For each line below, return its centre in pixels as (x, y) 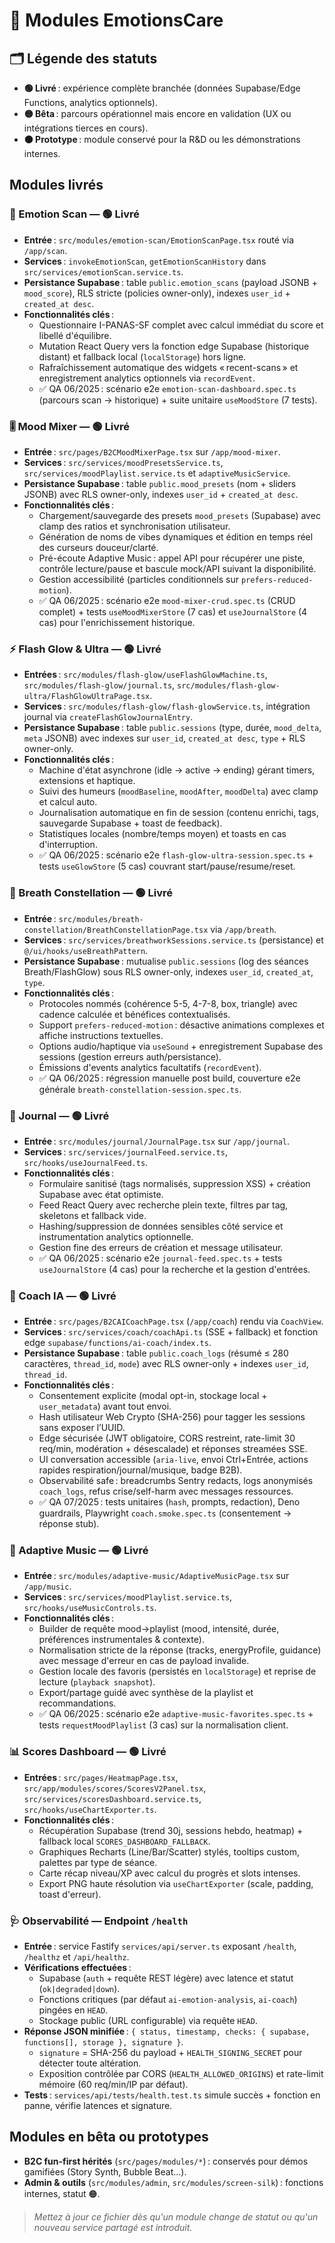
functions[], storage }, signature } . (103, 2042)
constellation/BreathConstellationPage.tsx (116, 930)
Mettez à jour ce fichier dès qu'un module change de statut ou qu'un (176, 2216)
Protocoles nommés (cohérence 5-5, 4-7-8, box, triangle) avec (168, 1003)
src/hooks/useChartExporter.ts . (90, 1809)
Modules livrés (56, 185)
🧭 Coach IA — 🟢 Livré (63, 1296)
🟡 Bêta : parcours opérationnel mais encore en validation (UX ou (157, 113)
